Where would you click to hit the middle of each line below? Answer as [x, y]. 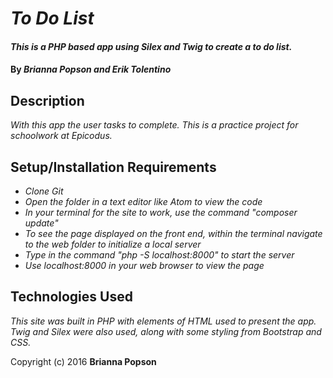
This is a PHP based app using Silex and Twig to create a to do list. [151, 46]
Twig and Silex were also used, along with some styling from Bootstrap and [166, 331]
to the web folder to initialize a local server [113, 244]
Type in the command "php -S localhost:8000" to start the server [159, 255]
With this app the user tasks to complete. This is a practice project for [154, 125]
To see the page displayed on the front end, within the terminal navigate [173, 233]
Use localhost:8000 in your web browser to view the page [144, 265]
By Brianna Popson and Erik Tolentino [91, 69]
